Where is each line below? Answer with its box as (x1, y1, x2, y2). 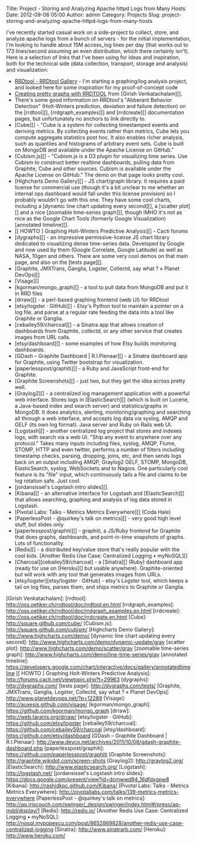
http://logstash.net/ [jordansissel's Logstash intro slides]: (6, 770, 144, 776)
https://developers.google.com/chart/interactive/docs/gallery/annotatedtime (6, 663, 191, 670)
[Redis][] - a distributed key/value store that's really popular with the (14, 546, 180, 553)
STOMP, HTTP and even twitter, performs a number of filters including (14, 446, 185, 453)
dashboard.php (6, 745, 43, 752)
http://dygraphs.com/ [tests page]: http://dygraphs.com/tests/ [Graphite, (6, 682, 182, 689)
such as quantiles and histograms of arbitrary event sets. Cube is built (14, 140, 184, 147)
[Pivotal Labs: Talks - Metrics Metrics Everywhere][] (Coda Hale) (14, 508, 171, 515)
